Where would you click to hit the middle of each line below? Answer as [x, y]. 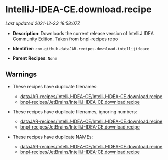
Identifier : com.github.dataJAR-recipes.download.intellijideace [81, 48]
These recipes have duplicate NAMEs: [53, 137]
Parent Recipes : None [35, 58]
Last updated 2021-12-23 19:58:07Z [43, 23]
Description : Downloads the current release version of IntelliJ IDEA [83, 33]
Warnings [21, 74]
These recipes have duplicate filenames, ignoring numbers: [75, 111]
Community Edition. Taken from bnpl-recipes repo [65, 39]
